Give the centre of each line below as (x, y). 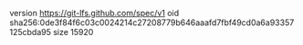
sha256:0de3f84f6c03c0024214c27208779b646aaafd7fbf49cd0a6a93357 (152, 22)
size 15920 (73, 32)
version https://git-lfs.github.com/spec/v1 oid (94, 13)
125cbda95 (31, 32)
